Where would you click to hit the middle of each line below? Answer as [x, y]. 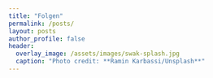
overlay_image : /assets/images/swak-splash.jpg [98, 54]
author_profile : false [47, 39]
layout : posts [33, 31]
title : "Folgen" [36, 16]
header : [22, 46]
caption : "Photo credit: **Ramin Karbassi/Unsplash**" [111, 62]
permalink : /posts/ [41, 24]
